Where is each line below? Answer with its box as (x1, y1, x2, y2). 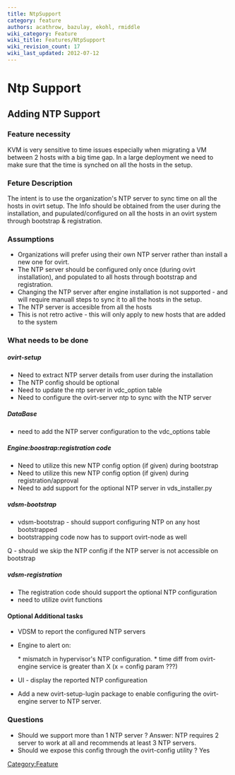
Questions (7, 715, 44, 725)
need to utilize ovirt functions (17, 596, 103, 604)
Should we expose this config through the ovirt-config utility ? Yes (17, 746, 210, 755)
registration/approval (17, 476, 79, 485)
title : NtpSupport (7, 10, 61, 18)
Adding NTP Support (7, 108, 101, 120)
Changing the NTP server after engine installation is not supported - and (17, 288, 228, 297)
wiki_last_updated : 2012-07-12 (7, 50, 100, 57)
